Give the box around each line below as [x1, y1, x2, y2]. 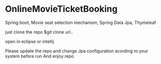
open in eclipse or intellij [5, 38, 54, 44]
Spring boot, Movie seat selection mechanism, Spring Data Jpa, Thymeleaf [5, 20, 157, 25]
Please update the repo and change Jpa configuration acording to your [5, 48, 148, 54]
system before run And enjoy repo [5, 53, 74, 59]
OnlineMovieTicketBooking [5, 3, 118, 15]
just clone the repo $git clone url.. [5, 29, 73, 35]
